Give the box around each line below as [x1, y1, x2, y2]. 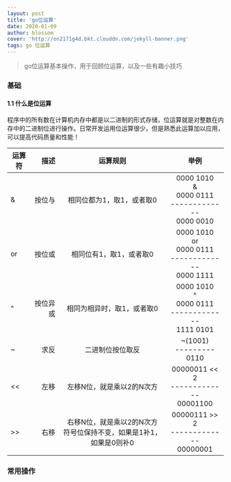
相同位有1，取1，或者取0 [71, 249, 154, 259]
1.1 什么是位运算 [7, 99, 52, 107]
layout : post [7, 10, 45, 17]
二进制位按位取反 [85, 345, 140, 355]
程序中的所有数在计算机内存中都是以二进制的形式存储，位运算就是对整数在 [7, 116, 218, 124]
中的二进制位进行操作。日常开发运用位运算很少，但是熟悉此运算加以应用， [12, 125, 224, 133]
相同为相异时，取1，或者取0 [66, 304, 159, 313]
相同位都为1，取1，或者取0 [67, 196, 157, 205]
